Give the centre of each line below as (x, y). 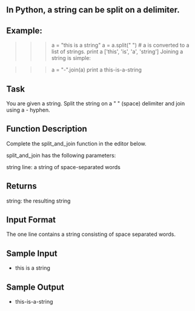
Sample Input (32, 253)
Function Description (47, 129)
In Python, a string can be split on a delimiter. (93, 10)
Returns (22, 186)
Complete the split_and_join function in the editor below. (76, 143)
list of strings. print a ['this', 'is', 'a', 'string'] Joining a (117, 52)
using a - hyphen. (28, 110)
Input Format (31, 220)
